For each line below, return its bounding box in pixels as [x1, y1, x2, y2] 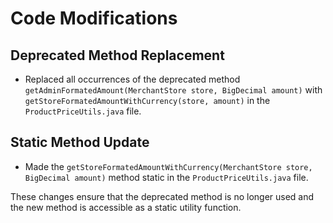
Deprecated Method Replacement [10, 47, 225, 64]
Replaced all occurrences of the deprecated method [24, 73, 241, 85]
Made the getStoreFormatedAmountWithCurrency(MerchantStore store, [24, 160, 313, 172]
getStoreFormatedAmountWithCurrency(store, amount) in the [24, 95, 271, 106]
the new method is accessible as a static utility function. [10, 201, 242, 213]
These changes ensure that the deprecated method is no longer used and [10, 190, 315, 202]
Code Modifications [10, 7, 178, 30]
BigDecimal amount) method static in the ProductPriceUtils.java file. [24, 171, 309, 183]
